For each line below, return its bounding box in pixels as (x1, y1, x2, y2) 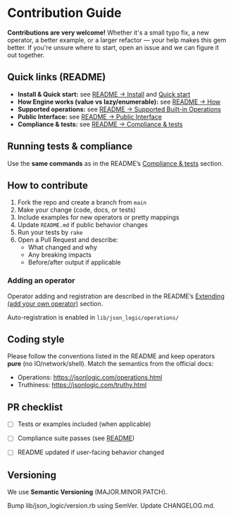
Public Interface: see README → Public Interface (17, 112, 162, 121)
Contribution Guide (7, 5, 122, 21)
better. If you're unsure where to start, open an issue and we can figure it (7, 43, 220, 51)
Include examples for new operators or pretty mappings (17, 213, 180, 221)
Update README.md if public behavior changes (17, 221, 148, 229)
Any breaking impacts (27, 250, 92, 259)
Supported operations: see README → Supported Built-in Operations (17, 104, 222, 114)
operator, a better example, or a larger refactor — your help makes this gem (7, 35, 227, 44)
